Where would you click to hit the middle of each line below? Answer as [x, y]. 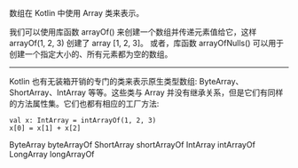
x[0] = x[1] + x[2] [45, 128]
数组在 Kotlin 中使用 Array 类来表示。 [77, 13]
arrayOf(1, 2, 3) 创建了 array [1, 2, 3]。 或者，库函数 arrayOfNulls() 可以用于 [147, 43]
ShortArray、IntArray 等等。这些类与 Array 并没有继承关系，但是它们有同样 [146, 92]
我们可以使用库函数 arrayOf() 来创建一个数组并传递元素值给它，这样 [133, 32]
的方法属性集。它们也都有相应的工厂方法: [84, 104]
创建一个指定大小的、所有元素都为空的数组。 [91, 54]
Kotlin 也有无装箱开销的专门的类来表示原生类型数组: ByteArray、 [126, 81]
